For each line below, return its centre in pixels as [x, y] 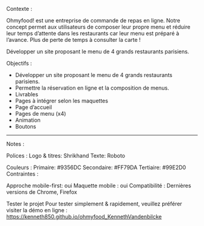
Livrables [26, 94]
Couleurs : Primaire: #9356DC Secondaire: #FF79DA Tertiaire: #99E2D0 [96, 167]
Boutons [25, 126]
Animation [28, 120]
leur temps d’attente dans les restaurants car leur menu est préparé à [93, 33]
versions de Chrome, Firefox [42, 192]
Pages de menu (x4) [41, 114]
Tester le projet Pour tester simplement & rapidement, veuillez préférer [94, 204]
